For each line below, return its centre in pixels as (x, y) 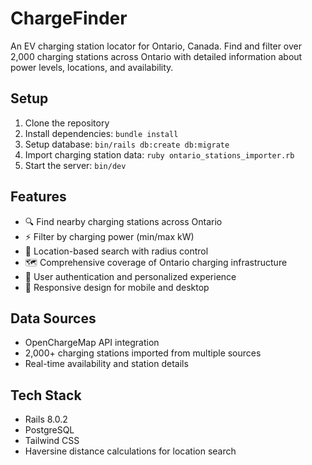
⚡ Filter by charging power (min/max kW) (109, 236)
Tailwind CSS (52, 441)
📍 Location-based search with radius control (116, 251)
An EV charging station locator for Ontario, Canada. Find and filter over (156, 46)
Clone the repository (67, 123)
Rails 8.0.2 (46, 419)
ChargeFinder (69, 18)
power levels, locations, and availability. (92, 67)
